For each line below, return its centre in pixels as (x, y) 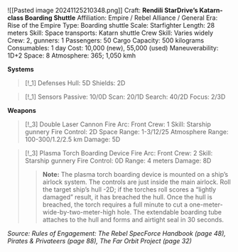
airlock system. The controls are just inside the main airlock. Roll (136, 182)
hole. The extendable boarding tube (169, 212)
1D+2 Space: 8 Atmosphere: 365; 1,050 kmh (72, 55)
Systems (21, 69)
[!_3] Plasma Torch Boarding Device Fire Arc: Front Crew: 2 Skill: (119, 153)
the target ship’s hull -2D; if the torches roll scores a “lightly (129, 190)
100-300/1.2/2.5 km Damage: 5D (72, 139)
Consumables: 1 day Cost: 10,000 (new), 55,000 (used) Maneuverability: (113, 48)
